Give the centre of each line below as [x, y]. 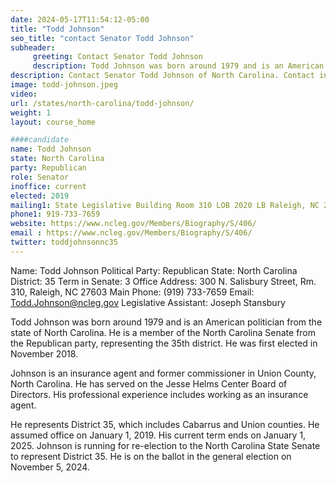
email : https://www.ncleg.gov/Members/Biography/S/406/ [131, 233]
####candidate [40, 140]
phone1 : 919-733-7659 [55, 214]
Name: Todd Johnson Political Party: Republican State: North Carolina [154, 270]
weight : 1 [31, 112]
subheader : [33, 47]
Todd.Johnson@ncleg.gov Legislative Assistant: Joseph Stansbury [148, 302]
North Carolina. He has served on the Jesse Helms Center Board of [149, 383]
